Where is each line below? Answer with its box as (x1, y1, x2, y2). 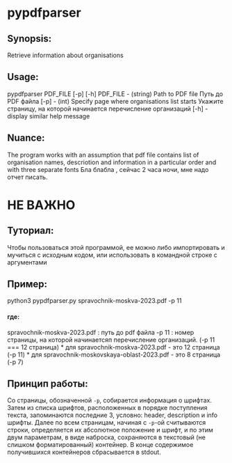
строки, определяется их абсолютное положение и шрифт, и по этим (7, 426, 214, 434)
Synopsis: (7, 33, 52, 45)
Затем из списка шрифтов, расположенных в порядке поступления (7, 404, 208, 412)
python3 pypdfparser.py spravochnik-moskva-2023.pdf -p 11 (7, 297, 182, 305)
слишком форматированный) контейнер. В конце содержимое (7, 441, 194, 449)
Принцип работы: (7, 378, 88, 390)
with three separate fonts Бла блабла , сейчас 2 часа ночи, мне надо (7, 165, 209, 173)
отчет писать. (7, 173, 48, 181)
